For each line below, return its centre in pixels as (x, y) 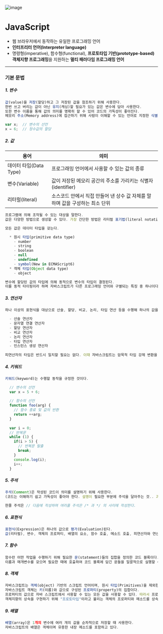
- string (23, 246)
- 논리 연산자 (21, 337)
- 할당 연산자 (21, 328)
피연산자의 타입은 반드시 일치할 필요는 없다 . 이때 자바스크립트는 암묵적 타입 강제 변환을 (81, 355)
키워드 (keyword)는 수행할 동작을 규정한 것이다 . (47, 378)
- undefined (26, 260)
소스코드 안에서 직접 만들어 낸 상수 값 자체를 (98, 196)
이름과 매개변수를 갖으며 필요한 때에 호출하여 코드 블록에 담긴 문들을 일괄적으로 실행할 (80, 562)
